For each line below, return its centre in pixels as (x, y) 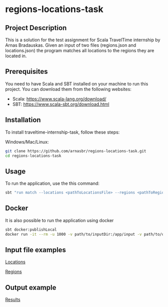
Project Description (36, 28)
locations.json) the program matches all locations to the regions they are (80, 50)
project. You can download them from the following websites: (68, 89)
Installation (23, 120)
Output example (31, 287)
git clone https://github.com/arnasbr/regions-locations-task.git (76, 151)
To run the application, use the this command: (52, 183)
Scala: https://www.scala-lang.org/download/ (59, 98)
